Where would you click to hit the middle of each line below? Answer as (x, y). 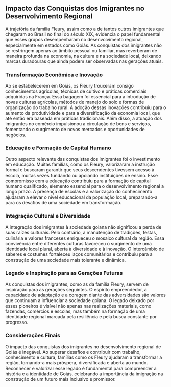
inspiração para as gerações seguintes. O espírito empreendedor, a (76, 289)
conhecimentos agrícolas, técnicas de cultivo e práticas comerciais (76, 91)
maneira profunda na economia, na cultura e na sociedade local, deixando (83, 56)
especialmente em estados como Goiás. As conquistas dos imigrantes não (84, 45)
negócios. (16, 135)
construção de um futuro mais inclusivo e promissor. (60, 379)
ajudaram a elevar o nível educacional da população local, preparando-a (81, 197)
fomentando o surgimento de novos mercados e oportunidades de (75, 130)
